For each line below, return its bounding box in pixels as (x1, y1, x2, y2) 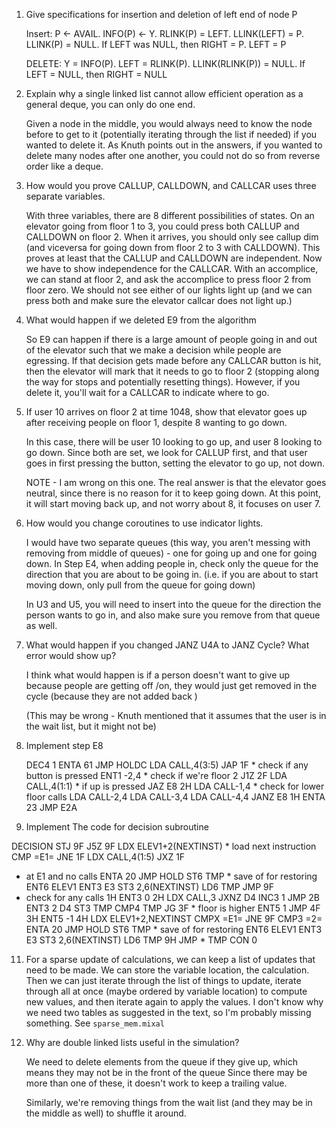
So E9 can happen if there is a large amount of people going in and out (25, 334, 318, 345)
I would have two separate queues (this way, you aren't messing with (25, 537, 311, 548)
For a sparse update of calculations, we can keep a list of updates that (25, 954, 316, 965)
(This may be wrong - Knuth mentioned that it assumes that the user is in (25, 710, 327, 721)
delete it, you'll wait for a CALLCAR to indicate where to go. (25, 387, 270, 398)
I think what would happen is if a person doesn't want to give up (25, 669, 291, 681)
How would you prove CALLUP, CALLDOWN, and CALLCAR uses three (25, 180, 317, 191)
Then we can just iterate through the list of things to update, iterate (25, 975, 302, 986)
